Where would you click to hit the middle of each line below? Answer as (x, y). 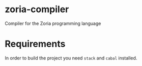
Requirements (35, 44)
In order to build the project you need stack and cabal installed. (71, 58)
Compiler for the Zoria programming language (53, 23)
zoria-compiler (37, 9)
